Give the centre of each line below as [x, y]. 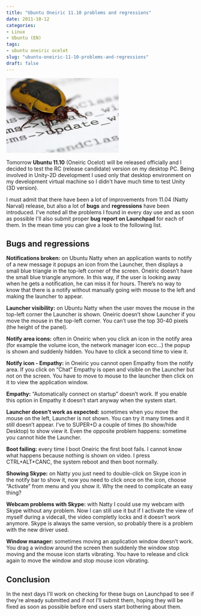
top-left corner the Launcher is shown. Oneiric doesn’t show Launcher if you [101, 315]
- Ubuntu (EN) [24, 38]
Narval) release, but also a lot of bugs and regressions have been [88, 206]
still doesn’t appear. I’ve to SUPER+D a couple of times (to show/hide [91, 425]
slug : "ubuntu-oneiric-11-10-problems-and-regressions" [77, 57]
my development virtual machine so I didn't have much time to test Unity [96, 181]
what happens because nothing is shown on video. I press [78, 456]
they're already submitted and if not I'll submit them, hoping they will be [95, 600]
